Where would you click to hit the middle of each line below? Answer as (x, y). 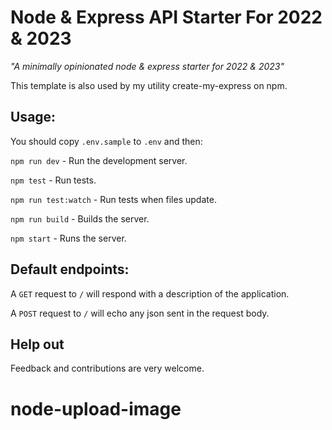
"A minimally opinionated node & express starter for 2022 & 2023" (147, 66)
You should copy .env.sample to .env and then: (106, 141)
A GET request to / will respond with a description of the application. (150, 293)
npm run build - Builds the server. (80, 218)
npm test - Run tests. (53, 180)
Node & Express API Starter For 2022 (166, 17)
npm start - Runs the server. (68, 238)
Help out (37, 344)
